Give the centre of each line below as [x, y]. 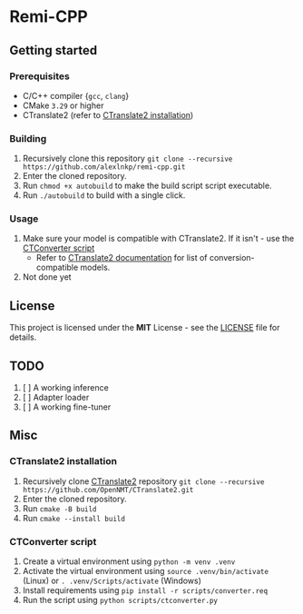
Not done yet [47, 277]
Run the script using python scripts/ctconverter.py [120, 600]
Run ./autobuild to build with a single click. [104, 195]
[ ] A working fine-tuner [67, 407]
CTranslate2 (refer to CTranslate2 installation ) [108, 114]
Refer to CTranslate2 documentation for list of [122, 258]
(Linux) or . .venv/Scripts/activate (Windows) [112, 581]
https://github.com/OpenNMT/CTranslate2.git [108, 490]
